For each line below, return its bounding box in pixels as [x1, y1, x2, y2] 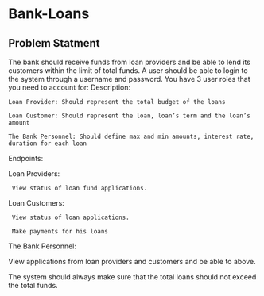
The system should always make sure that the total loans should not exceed [8, 272, 257, 282]
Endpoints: [8, 154, 44, 163]
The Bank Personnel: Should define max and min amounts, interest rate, [8, 133, 254, 140]
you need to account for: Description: [8, 83, 131, 92]
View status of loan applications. [11, 213, 130, 221]
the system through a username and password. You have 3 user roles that [8, 75, 250, 83]
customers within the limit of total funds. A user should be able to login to [8, 66, 248, 75]
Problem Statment [8, 37, 100, 50]
